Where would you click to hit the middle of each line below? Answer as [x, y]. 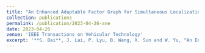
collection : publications [39, 18]
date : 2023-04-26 [28, 29]
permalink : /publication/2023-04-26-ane [59, 23]
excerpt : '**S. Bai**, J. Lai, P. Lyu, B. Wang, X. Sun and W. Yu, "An [99, 40]
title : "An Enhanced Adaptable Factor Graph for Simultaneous [87, 12]
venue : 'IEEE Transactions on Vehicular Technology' [75, 35]
